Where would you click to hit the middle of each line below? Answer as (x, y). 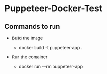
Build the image (27, 38)
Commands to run (32, 27)
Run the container (29, 57)
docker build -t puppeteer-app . (51, 47)
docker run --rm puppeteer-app (51, 66)
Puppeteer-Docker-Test (53, 9)
